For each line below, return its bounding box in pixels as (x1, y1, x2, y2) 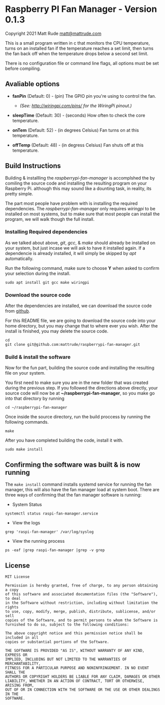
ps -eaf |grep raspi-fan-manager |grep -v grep (5, 548, 105, 553)
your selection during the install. (5, 270, 71, 276)
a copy (5, 587, 19, 592)
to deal (5, 596, 21, 601)
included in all (5, 635, 39, 641)
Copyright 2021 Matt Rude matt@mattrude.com (5, 30, 102, 36)
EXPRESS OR (5, 652, 28, 658)
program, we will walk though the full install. (5, 216, 95, 222)
